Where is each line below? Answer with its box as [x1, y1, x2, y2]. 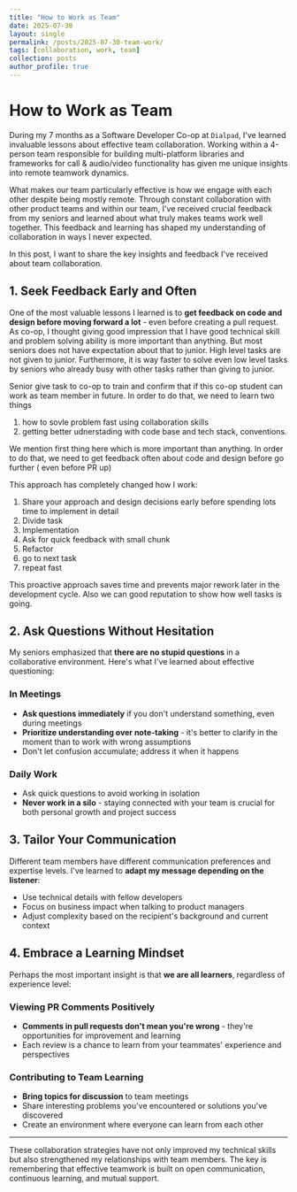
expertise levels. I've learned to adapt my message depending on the [9, 865, 264, 876]
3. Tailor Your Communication [9, 833, 177, 848]
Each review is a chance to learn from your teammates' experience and [21, 1039, 282, 1050]
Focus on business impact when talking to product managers [21, 901, 245, 911]
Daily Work [9, 767, 57, 780]
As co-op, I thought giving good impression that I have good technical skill [9, 326, 280, 336]
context [21, 919, 50, 930]
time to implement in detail [21, 505, 119, 516]
